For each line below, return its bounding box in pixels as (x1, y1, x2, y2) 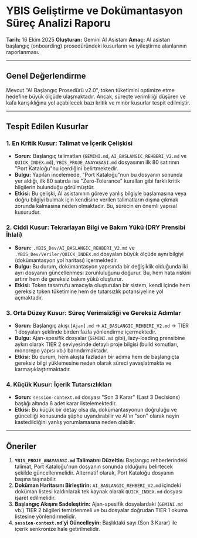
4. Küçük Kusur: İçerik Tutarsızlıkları (6, 380, 112, 388)
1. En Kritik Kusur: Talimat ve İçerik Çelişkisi (6, 139, 133, 147)
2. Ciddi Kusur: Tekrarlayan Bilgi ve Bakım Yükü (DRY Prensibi (6, 223, 186, 231)
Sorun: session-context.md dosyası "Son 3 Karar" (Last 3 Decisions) (14, 394, 181, 401)
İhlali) (6, 231, 22, 239)
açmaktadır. (14, 294, 43, 301)
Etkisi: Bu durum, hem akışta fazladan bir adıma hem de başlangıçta (14, 354, 179, 361)
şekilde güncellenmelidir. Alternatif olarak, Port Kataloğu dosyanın (14, 469, 174, 476)
